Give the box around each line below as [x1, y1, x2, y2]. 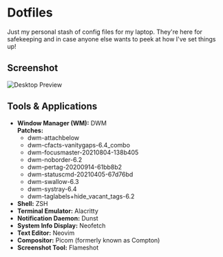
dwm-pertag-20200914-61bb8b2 [27, 163, 123, 171]
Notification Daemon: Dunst [17, 214, 98, 222]
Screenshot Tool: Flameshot [17, 243, 98, 251]
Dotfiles [7, 5, 53, 21]
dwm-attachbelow [27, 133, 80, 142]
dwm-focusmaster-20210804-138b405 [27, 148, 139, 156]
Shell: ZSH [17, 199, 48, 207]
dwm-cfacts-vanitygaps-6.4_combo [27, 141, 131, 149]
